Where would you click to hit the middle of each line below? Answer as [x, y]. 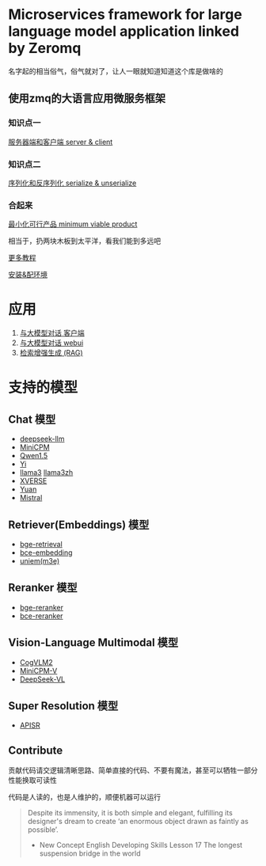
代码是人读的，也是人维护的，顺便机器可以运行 [84, 797]
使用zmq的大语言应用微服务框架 [87, 99]
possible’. [43, 830]
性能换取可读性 [32, 781]
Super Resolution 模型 [63, 706]
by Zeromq [45, 48]
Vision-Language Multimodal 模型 [93, 643]
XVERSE [33, 481]
